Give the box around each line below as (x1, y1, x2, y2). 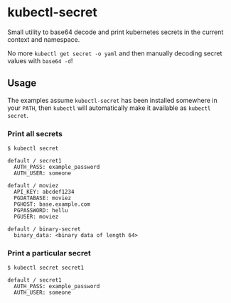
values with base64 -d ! (7, 56, 73, 65)
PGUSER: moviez (14, 214, 59, 221)
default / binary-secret (7, 226, 81, 233)
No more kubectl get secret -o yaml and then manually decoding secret (7, 49, 222, 57)
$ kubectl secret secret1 (7, 264, 84, 272)
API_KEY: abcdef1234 (14, 189, 75, 196)
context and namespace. (7, 35, 80, 43)
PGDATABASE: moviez (14, 194, 72, 202)
